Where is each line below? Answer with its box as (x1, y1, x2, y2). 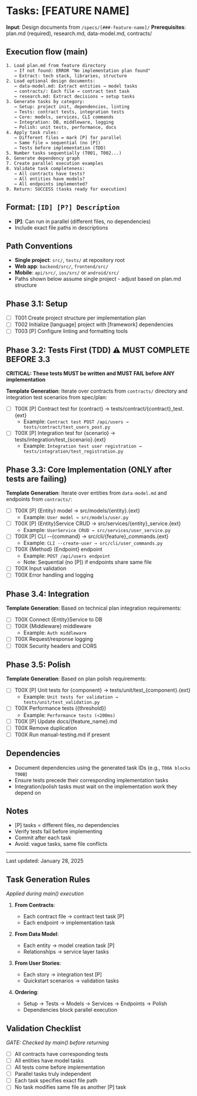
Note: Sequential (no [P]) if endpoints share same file (23, 559, 152, 566)
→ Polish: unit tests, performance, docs (13, 124, 117, 130)
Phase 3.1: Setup (6, 298, 68, 308)
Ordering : (14, 989, 39, 996)
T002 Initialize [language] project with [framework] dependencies (14, 321, 174, 328)
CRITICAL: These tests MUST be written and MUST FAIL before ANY (6, 370, 175, 377)
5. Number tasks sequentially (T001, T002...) (6, 150, 122, 156)
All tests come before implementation (14, 1064, 106, 1071)
